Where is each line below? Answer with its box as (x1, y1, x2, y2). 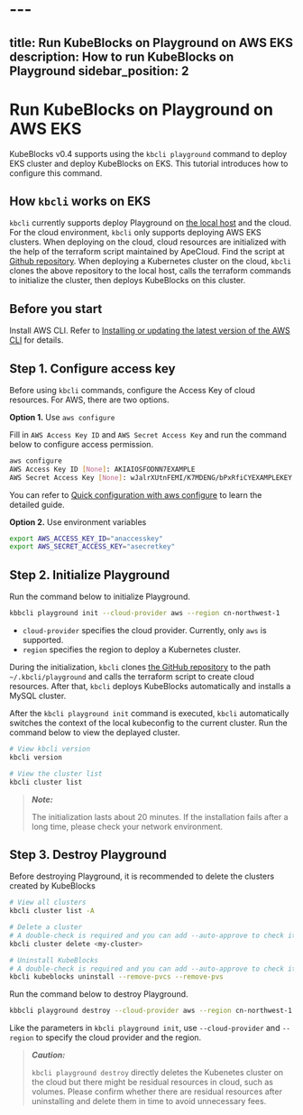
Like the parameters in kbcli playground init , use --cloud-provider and (9, 1023, 280, 1034)
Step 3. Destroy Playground (9, 847, 167, 862)
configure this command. (9, 167, 103, 179)
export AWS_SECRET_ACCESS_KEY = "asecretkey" (9, 542, 176, 551)
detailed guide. (9, 499, 65, 510)
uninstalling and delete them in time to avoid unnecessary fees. (31, 1096, 267, 1107)
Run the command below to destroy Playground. (9, 989, 188, 1000)
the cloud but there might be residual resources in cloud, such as (31, 1077, 273, 1088)
